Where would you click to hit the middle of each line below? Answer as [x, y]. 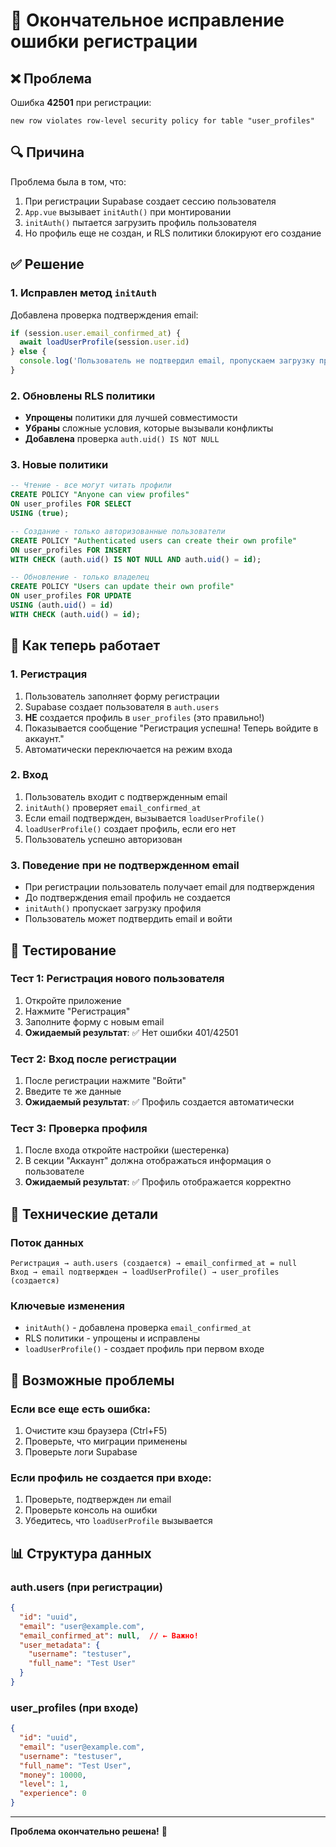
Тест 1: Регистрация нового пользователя [117, 979]
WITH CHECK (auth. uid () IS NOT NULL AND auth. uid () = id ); [136, 559]
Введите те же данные [73, 1091]
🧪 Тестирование [63, 950]
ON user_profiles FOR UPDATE [71, 596]
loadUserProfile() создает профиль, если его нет [130, 828]
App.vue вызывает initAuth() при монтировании [128, 211]
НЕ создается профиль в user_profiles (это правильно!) [144, 717]
